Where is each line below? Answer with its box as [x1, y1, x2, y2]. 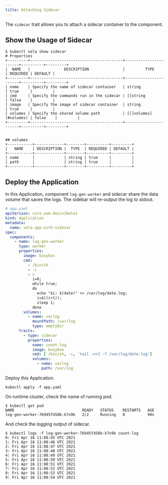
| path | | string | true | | [5, 159, 135, 165]
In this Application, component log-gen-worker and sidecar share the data [5, 191, 158, 197]
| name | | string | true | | [5, 155, 135, 160]
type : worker [18, 244, 46, 249]
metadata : [5, 220, 26, 225]
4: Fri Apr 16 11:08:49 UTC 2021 [5, 453, 76, 458]
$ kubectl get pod [5, 403, 44, 408]
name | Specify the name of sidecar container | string [10, 84, 141, 90]
